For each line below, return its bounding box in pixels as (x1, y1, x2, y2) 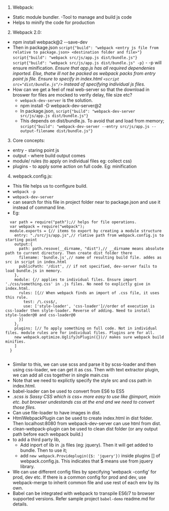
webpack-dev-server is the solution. (20, 97, 93, 103)
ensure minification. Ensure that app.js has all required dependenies (12, 65, 155, 71)
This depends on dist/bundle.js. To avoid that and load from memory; (20, 118, 164, 123)
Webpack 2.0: (12, 29, 42, 35)
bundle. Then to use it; (20, 447, 67, 453)
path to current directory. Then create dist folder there (5, 250, 133, 255)
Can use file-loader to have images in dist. (12, 410, 101, 415)
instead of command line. (12, 204, 66, 210)
